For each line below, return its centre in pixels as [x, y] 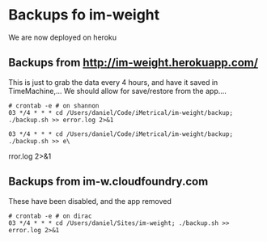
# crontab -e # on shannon [54, 106]
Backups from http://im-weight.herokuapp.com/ [133, 63]
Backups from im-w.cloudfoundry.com [108, 182]
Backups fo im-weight [84, 15]
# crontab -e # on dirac [50, 216]
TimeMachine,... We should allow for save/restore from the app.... [117, 91]
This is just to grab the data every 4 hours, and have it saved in [113, 82]
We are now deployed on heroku [63, 37]
